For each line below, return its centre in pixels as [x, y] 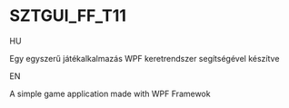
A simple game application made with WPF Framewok [110, 93]
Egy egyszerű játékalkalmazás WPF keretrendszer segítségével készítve [144, 58]
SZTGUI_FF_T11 [68, 16]
